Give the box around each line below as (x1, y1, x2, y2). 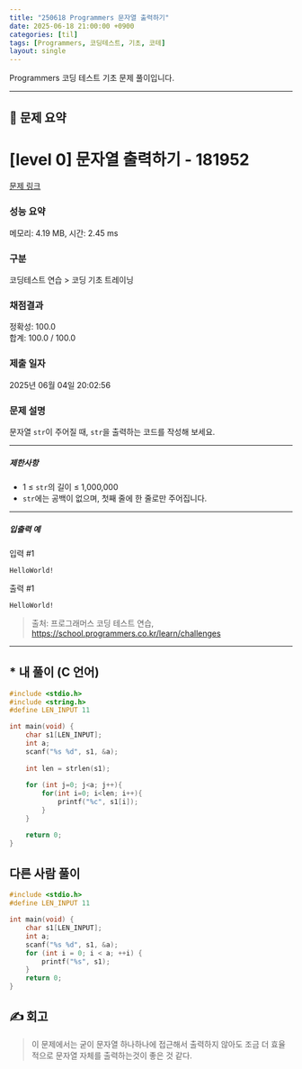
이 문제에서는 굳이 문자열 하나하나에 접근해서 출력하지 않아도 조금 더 (31, 1038, 270, 1049)
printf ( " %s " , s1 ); (41, 956, 111, 966)
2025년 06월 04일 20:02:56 (9, 379, 111, 390)
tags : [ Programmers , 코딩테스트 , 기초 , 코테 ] (9, 38, 166, 48)
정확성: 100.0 (9, 322, 57, 332)
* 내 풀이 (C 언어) (9, 665, 100, 680)
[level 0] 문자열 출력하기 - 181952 (9, 149, 250, 169)
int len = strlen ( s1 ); (25, 764, 111, 773)
